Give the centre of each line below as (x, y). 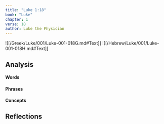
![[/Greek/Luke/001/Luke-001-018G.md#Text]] (53, 43)
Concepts (16, 100)
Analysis (19, 65)
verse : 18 (16, 24)
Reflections (24, 116)
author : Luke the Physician (35, 29)
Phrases (14, 89)
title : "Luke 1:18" (26, 10)
